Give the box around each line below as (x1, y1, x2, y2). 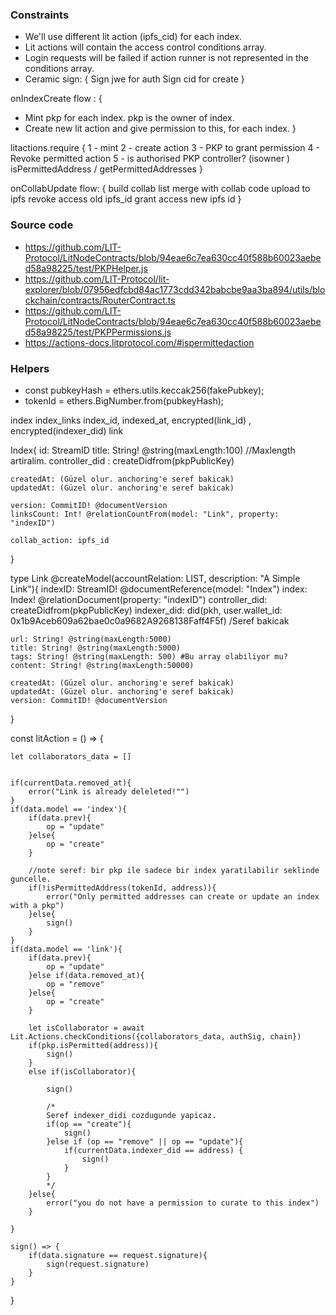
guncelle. (10, 874, 52, 884)
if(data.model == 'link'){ (10, 944, 123, 954)
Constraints (10, 8, 70, 22)
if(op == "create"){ (46, 1119, 132, 1129)
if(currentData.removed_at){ (10, 778, 132, 788)
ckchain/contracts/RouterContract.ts (24, 294, 176, 306)
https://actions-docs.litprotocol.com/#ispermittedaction (24, 336, 255, 348)
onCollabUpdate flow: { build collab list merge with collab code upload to (10, 183, 311, 195)
